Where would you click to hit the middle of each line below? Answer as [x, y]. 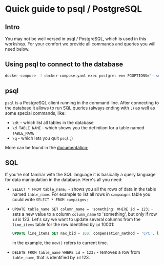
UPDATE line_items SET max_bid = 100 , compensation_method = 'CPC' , [83, 234]
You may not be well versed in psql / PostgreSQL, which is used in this [76, 39]
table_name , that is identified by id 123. [51, 258]
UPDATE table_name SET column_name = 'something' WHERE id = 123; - [83, 209]
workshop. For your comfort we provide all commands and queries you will [80, 44]
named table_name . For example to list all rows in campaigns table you [81, 194]
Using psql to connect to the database [64, 64]
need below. [17, 49]
